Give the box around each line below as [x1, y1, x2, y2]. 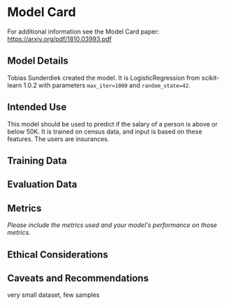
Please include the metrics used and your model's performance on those [7, 221, 218, 229]
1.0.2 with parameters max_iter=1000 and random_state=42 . [23, 81, 190, 89]
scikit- [201, 73, 220, 82]
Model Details [7, 55, 68, 67]
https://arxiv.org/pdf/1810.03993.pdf [7, 34, 112, 43]
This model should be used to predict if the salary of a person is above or [7, 119, 218, 128]
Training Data [7, 154, 68, 166]
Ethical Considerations [7, 249, 108, 261]
